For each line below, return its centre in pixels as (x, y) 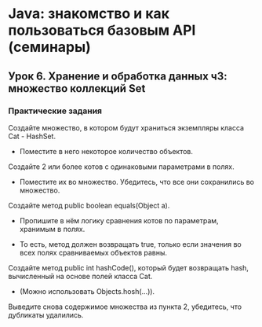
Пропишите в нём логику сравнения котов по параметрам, (119, 220)
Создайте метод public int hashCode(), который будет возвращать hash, (129, 267)
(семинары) (50, 47)
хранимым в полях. (52, 229)
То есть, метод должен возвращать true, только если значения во (130, 244)
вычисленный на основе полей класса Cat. (80, 276)
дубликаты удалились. (46, 314)
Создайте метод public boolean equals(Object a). (89, 205)
